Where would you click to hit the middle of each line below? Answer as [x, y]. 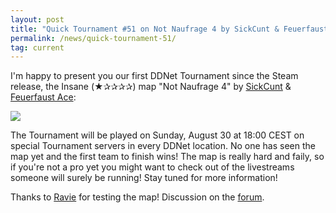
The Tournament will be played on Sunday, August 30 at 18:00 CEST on [157, 135]
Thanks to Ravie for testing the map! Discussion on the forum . [137, 197]
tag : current [37, 47]
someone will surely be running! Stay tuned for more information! [144, 178]
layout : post [37, 19]
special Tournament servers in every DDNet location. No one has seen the [163, 146]
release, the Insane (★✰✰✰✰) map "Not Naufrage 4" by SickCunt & [151, 87]
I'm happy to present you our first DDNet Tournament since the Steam [154, 76]
